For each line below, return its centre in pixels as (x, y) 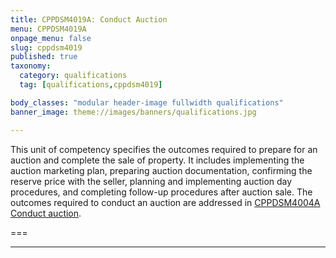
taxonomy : (31, 66)
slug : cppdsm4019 (46, 47)
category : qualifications (73, 76)
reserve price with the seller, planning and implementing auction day (151, 181)
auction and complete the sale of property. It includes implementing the (157, 160)
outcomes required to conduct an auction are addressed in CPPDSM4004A (165, 202)
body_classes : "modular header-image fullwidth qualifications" (147, 102)
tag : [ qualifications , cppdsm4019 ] (91, 85)
